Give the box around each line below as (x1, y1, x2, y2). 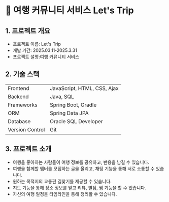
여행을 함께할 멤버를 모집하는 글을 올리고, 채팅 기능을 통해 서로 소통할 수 (12, 165, 155, 171)
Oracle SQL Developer (50, 118, 103, 125)
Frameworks (8, 101, 38, 108)
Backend (8, 93, 29, 100)
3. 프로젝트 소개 (5, 145, 52, 153)
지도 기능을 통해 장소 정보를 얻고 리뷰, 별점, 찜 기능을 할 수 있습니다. (12, 184, 146, 191)
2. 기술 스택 (5, 70, 40, 79)
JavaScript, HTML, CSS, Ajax (50, 84, 119, 92)
